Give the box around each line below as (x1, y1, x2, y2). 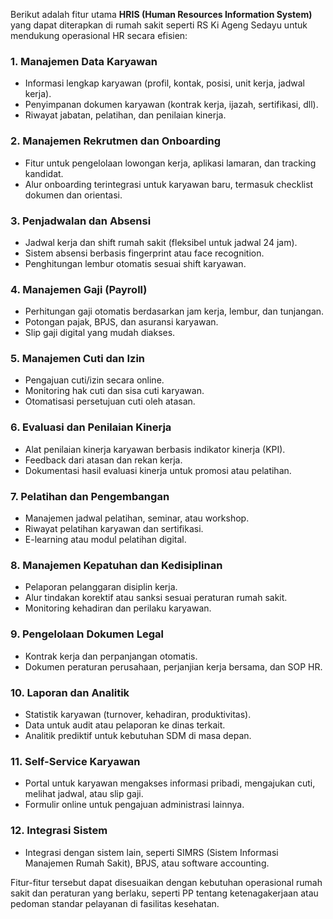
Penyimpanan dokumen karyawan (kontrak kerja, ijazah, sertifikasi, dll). (24, 99, 319, 111)
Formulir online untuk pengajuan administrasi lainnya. (24, 799, 245, 811)
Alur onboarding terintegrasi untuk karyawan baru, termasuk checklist (24, 178, 314, 190)
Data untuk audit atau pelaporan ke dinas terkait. (24, 719, 226, 731)
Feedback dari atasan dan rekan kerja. (24, 454, 183, 466)
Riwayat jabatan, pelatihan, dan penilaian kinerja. (24, 109, 227, 121)
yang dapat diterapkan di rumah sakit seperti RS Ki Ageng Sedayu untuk (10, 19, 308, 31)
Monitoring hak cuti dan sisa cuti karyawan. (24, 385, 205, 397)
